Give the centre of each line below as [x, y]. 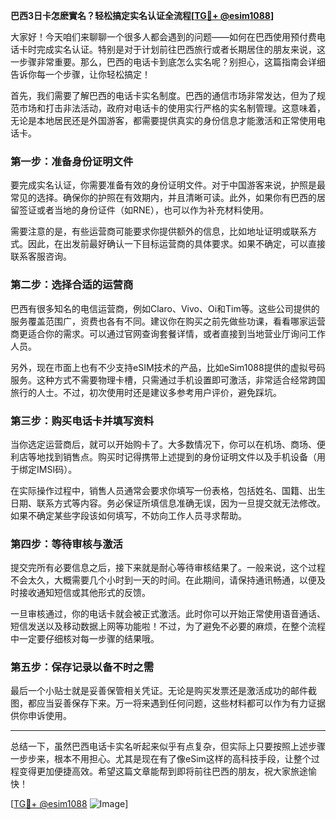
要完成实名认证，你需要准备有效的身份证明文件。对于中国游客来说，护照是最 [168, 185]
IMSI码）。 [57, 469]
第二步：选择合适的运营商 [72, 285]
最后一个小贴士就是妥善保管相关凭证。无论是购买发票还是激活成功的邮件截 [163, 691]
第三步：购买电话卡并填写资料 [82, 421]
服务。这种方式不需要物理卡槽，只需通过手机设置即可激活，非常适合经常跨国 [168, 380]
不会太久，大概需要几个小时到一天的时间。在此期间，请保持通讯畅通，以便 [163, 580]
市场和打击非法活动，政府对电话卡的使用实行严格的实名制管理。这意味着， [172, 108]
